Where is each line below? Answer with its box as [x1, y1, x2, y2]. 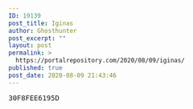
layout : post [8, 42, 52, 50]
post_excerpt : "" [8, 34, 67, 42]
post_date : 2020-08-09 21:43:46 [8, 71, 117, 79]
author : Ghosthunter [8, 26, 78, 34]
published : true [8, 64, 63, 72]
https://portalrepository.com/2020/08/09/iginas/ [15, 57, 185, 65]
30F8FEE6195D [8, 93, 60, 103]
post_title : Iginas [8, 19, 74, 27]
